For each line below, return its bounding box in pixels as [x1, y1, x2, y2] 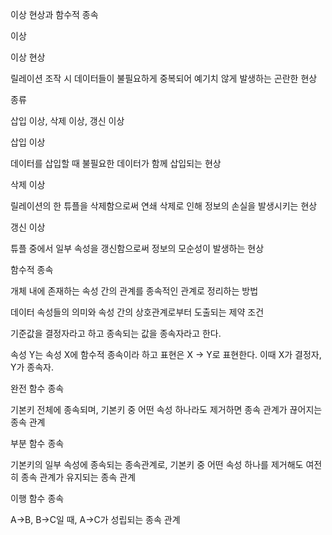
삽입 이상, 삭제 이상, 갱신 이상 [10, 115, 125, 127]
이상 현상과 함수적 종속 [10, 9, 99, 20]
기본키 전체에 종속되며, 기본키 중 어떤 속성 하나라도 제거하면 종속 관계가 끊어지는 [10, 404, 323, 415]
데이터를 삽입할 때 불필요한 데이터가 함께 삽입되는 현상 [10, 158, 222, 169]
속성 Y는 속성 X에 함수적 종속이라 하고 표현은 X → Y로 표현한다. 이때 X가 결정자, [10, 349, 322, 360]
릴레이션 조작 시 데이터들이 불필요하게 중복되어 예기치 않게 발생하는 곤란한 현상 [10, 73, 318, 84]
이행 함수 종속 [10, 493, 65, 504]
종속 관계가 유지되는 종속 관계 [20, 471, 137, 483]
